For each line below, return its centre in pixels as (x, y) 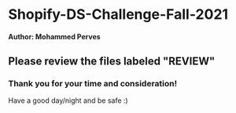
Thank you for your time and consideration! (93, 84)
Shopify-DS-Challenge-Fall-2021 (118, 15)
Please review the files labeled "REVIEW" (112, 62)
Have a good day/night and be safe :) (68, 100)
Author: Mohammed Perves (54, 36)
